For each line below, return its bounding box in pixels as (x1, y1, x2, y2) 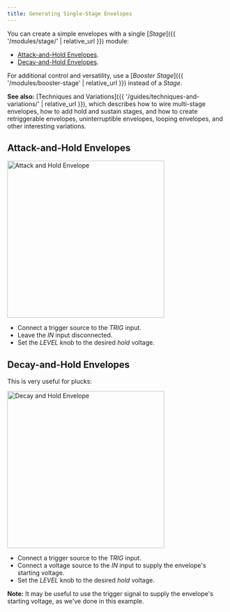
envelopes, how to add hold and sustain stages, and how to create (7, 107, 198, 115)
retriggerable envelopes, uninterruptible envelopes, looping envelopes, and (7, 114, 223, 123)
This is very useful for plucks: (7, 378, 93, 386)
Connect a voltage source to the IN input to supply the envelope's (17, 561, 207, 569)
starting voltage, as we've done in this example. (7, 597, 144, 606)
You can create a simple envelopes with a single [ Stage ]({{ (7, 29, 176, 38)
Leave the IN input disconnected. (17, 331, 113, 339)
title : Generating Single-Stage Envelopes (7, 10, 132, 17)
